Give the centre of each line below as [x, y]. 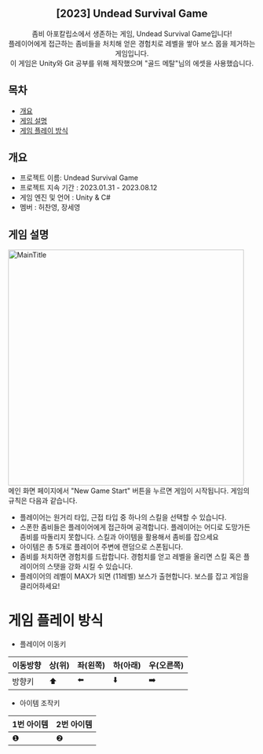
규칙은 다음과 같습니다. [43, 501]
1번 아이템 [30, 725]
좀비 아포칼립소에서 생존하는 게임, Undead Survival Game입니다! [132, 33]
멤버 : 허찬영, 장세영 [50, 208]
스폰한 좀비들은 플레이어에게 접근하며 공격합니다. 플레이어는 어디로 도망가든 [135, 528]
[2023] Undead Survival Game [132, 14]
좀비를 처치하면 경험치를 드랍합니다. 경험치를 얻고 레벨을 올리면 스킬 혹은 [130, 557]
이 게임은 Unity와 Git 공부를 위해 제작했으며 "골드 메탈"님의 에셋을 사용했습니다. [132, 63]
